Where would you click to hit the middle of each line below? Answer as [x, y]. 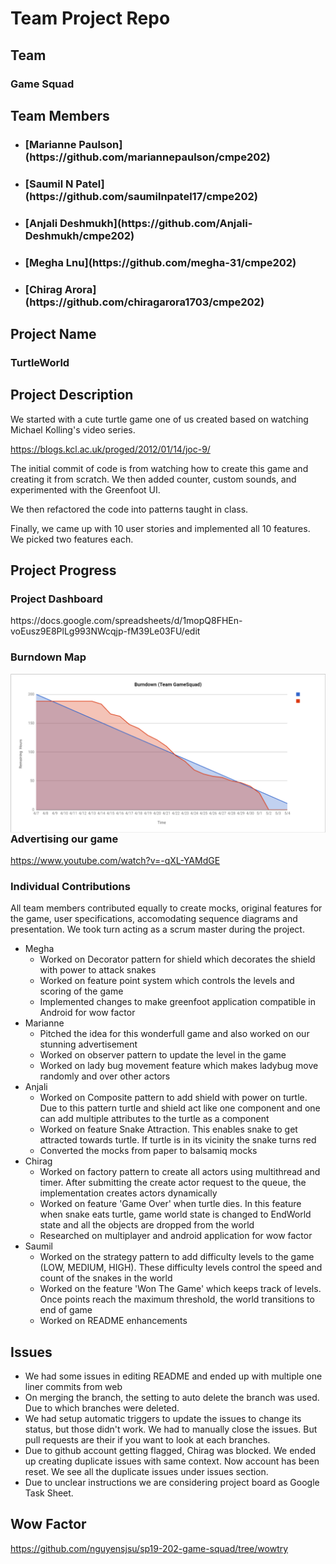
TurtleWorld [40, 362]
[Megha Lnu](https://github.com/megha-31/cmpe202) [160, 262]
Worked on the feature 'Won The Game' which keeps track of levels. [180, 1289]
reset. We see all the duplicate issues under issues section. [146, 1472]
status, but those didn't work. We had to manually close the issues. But [171, 1429]
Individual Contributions [70, 886]
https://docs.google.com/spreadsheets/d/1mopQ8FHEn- [126, 621]
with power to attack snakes [98, 970]
